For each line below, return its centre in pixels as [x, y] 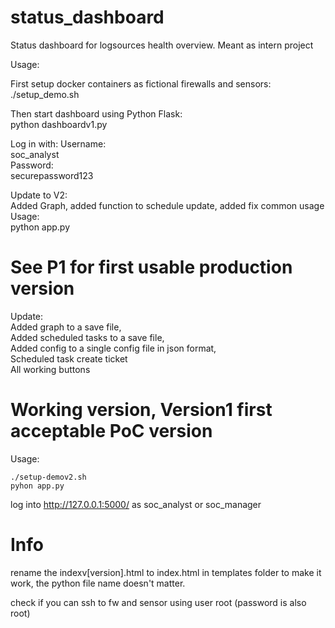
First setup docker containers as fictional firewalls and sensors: [141, 83]
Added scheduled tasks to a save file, [87, 337]
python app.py [40, 227]
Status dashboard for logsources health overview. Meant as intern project [162, 45]
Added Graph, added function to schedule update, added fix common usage [167, 205]
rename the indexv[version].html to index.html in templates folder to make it [166, 572]
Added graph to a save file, [66, 327]
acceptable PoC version [111, 431]
